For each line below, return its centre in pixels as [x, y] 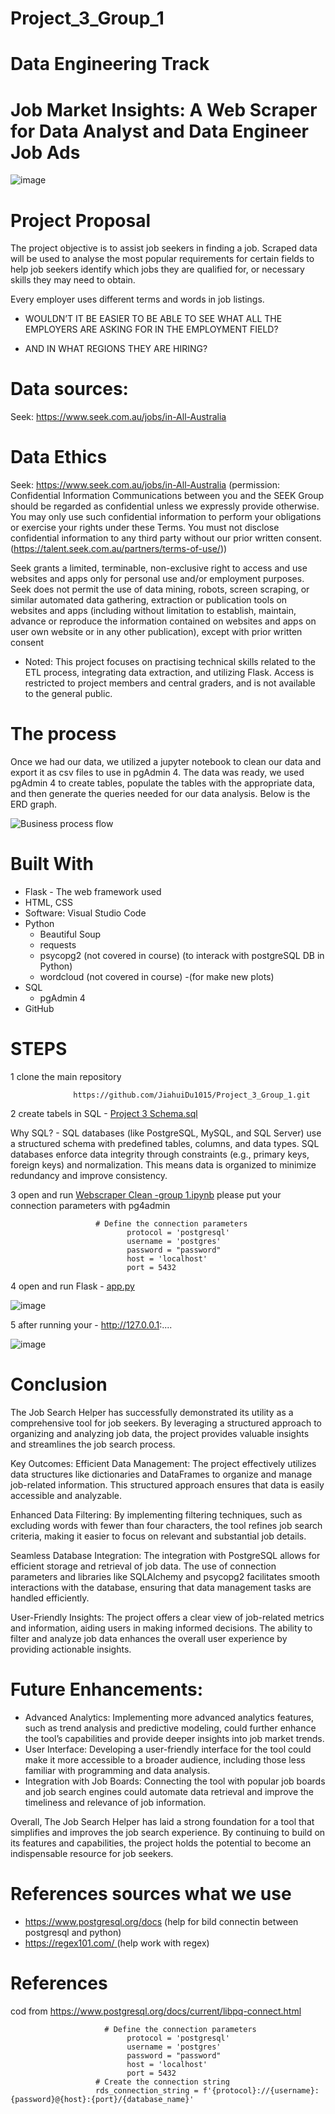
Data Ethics [59, 457]
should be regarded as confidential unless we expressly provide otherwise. [165, 506]
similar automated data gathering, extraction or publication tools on [149, 600]
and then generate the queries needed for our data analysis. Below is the [160, 794]
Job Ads [45, 152]
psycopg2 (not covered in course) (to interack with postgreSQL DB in [182, 955]
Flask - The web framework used [93, 891]
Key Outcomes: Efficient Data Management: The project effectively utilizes [163, 1463]
